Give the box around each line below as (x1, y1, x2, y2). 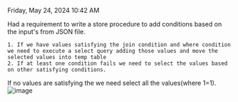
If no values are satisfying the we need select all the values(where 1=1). (7, 78, 217, 87)
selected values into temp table (7, 53, 107, 61)
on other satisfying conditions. (7, 66, 107, 73)
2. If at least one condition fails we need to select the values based (7, 60, 228, 67)
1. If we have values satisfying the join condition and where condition (7, 41, 232, 49)
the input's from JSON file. (7, 28, 86, 36)
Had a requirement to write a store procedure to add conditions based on (7, 20, 222, 28)
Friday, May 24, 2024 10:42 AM (7, 6, 100, 14)
